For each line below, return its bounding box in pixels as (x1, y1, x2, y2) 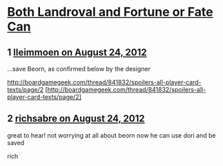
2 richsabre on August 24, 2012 (7, 113, 145, 124)
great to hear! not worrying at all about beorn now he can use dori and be (7, 131, 216, 139)
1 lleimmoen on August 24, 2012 (7, 46, 147, 58)
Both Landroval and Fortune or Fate (7, 4, 213, 20)
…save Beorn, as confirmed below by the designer (7, 65, 151, 73)
